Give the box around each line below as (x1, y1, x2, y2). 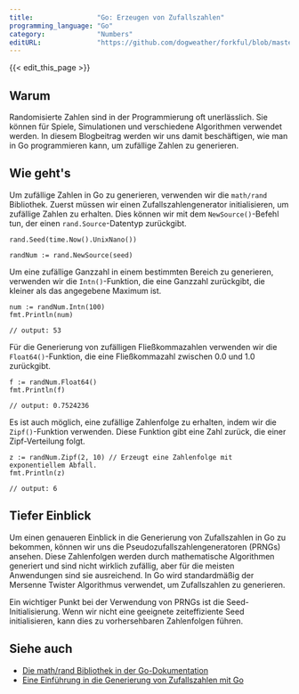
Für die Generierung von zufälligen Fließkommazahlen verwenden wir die (9, 341, 278, 352)
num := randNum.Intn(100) (9, 302, 105, 312)
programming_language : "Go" (9, 21, 114, 30)
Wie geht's (9, 166, 71, 181)
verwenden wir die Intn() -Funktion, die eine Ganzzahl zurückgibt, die (9, 275, 265, 286)
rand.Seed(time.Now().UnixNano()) (9, 235, 138, 244)
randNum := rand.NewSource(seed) (9, 250, 133, 259)
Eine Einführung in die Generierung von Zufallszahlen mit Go (21, 674, 245, 685)
